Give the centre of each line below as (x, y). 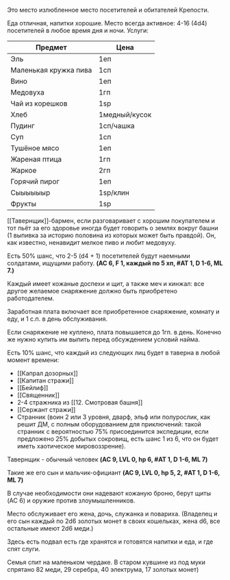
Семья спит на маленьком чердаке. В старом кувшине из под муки (106, 562)
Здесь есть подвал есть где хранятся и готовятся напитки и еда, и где (110, 542)
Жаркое (24, 170)
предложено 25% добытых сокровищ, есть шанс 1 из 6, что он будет (118, 439)
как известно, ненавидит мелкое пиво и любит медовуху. (92, 242)
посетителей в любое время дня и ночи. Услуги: (78, 31)
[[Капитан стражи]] (45, 380)
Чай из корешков (39, 104)
